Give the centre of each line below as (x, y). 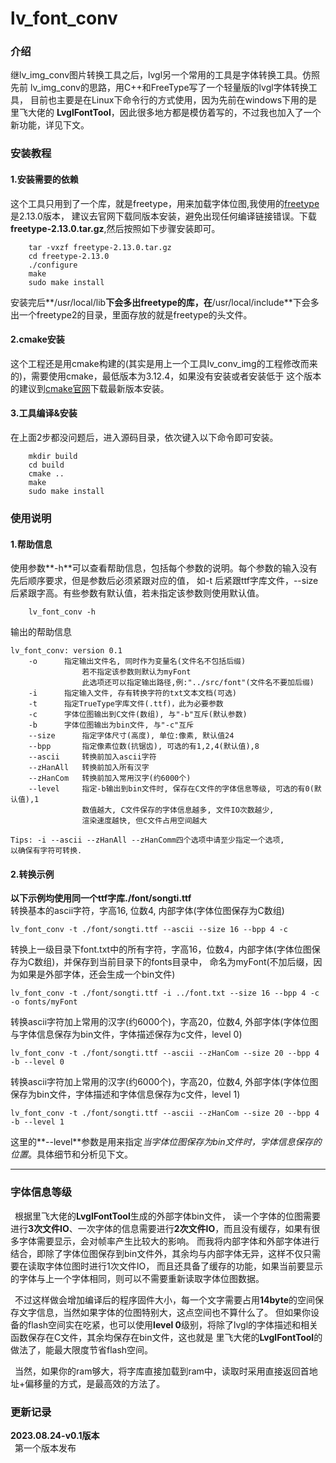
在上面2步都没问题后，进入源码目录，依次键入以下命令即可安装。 (144, 438)
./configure (53, 265)
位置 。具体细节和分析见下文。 (71, 1154)
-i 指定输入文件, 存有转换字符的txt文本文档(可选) (132, 693)
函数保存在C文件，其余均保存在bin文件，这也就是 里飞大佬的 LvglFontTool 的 (166, 1337)
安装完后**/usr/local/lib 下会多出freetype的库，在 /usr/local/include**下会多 (165, 302)
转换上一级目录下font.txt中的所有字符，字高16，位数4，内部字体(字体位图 (161, 949)
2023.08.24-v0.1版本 (55, 1435)
